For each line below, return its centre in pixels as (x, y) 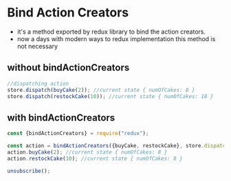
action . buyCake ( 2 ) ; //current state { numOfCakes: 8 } (87, 152)
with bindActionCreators (61, 118)
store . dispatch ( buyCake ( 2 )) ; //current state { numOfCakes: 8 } (101, 90)
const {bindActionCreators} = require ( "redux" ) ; (78, 134)
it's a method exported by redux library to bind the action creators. (111, 32)
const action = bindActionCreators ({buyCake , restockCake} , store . (106, 146)
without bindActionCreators (68, 68)
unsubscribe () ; (29, 171)
